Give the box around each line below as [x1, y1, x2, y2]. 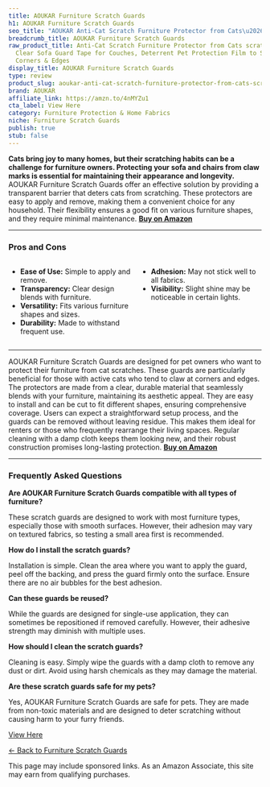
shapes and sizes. [19, 309, 80, 319]
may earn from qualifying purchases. [8, 770, 131, 780]
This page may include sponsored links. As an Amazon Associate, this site [8, 761, 254, 771]
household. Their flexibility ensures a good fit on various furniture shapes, [8, 205, 253, 214]
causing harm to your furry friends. [8, 715, 125, 724]
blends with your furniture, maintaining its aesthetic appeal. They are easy [8, 391, 254, 400]
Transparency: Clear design [19, 284, 115, 293]
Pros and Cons [8, 241, 67, 252]
